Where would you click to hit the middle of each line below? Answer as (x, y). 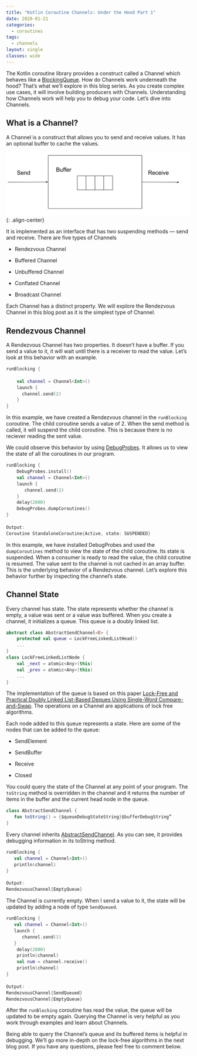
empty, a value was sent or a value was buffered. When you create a (89, 615)
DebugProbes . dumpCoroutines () (54, 509)
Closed (23, 776)
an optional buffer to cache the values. (53, 143)
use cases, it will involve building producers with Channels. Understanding (96, 92)
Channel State (33, 595)
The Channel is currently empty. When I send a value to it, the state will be (96, 901)
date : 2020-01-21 (27, 19)
